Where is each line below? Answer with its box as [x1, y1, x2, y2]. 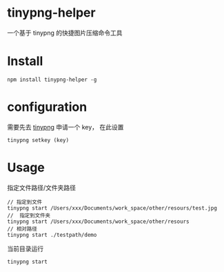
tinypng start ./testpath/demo [7, 231, 97, 238]
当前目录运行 [7, 244, 43, 253]
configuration [7, 99, 88, 115]
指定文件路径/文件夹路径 [7, 183, 77, 192]
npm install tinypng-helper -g [7, 76, 97, 83]
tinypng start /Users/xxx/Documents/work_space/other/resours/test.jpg [7, 204, 217, 212]
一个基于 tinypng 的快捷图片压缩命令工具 [7, 28, 123, 37]
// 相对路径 [7, 225, 38, 233]
